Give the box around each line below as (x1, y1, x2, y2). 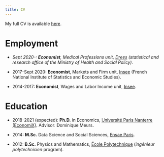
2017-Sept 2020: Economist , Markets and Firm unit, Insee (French (12, 69, 147, 75)
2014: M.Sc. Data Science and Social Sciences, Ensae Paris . (12, 131, 135, 137)
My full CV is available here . (5, 21, 62, 26)
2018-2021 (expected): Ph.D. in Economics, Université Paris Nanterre (12, 117, 153, 123)
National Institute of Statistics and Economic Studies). (12, 74, 122, 80)
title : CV (5, 7, 26, 12)
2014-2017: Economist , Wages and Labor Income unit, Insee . (12, 83, 136, 89)
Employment (5, 38, 58, 49)
